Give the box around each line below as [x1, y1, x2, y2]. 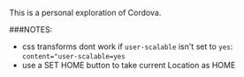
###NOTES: [9, 24, 53, 34]
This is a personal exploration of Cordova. [9, 8, 162, 17]
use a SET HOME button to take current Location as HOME [21, 60, 236, 70]
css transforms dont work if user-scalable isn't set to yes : [21, 41, 233, 52]
